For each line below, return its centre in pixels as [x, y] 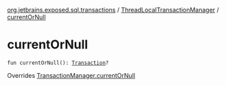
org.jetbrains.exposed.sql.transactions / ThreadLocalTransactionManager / [113, 10]
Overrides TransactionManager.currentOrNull [71, 75]
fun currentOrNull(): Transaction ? [58, 63]
